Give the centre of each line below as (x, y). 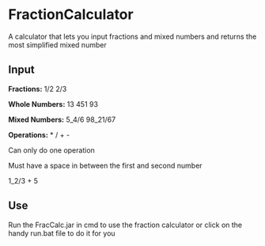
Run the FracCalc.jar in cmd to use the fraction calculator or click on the (125, 225)
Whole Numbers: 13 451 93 (53, 104)
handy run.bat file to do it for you (62, 233)
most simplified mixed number (57, 44)
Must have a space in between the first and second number (106, 165)
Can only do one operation (51, 150)
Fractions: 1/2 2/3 (38, 89)
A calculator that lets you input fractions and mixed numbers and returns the (132, 36)
